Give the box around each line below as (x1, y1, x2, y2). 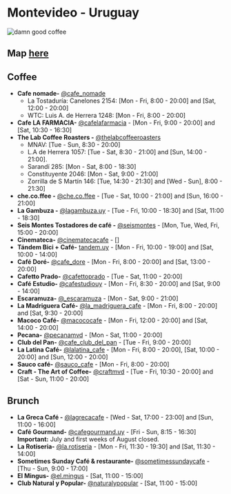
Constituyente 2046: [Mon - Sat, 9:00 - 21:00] (27, 170, 159, 178)
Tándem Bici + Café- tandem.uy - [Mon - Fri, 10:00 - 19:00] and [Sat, (17, 243, 214, 251)
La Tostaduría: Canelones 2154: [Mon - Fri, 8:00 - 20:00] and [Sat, (27, 96, 216, 105)
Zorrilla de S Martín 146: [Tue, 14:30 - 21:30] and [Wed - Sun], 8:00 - (27, 177, 223, 185)
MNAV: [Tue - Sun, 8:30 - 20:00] (27, 141, 121, 149)
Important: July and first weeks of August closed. (17, 435, 160, 443)
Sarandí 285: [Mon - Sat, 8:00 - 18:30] (27, 163, 137, 171)
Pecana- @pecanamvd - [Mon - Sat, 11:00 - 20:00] (17, 331, 163, 339)
